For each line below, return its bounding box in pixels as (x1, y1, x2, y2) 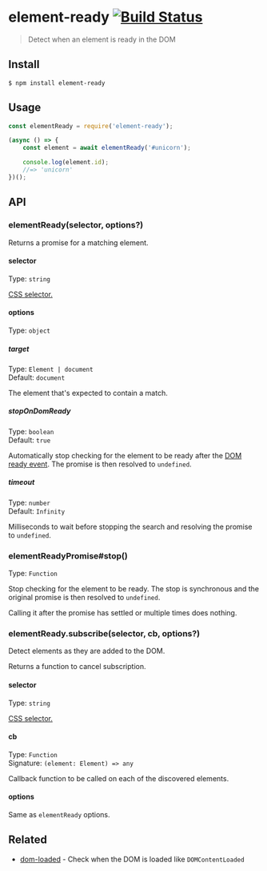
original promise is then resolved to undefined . (8, 593, 161, 603)
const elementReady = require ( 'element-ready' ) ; (8, 122, 173, 130)
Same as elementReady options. (8, 810, 110, 820)
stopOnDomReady (8, 406, 71, 416)
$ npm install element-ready (8, 79, 106, 87)
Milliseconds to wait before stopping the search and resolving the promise (8, 522, 253, 531)
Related (8, 833, 48, 847)
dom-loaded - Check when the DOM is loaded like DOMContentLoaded (19, 854, 245, 864)
